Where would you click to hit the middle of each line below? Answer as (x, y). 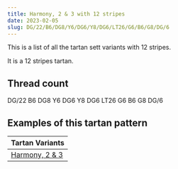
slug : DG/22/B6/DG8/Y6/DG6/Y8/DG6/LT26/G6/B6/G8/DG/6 (89, 27)
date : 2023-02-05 (33, 21)
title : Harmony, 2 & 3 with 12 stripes (66, 14)
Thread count (38, 83)
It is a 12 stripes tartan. (40, 61)
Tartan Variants (38, 143)
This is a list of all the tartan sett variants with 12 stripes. (89, 48)
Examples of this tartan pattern (77, 122)
